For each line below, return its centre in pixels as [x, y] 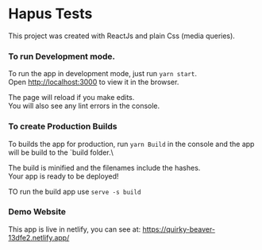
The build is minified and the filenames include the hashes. [104, 167]
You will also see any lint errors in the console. [84, 106]
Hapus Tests [50, 14]
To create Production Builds [63, 126]
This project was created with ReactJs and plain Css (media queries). [122, 36]
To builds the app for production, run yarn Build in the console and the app [131, 144]
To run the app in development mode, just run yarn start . [102, 74]
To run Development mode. [62, 56]
